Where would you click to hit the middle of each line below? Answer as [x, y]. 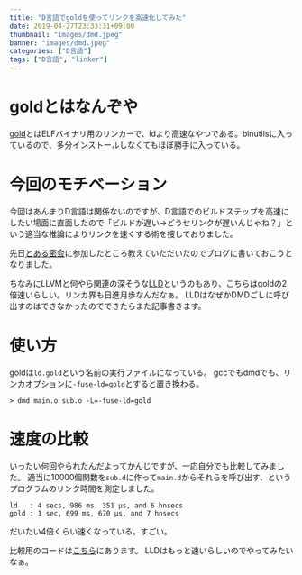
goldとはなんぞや [74, 107]
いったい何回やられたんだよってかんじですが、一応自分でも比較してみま [143, 466]
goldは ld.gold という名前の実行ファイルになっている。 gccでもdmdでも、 [146, 372]
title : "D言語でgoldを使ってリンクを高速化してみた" [98, 18]
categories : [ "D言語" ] [50, 51]
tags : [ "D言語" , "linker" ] [59, 59]
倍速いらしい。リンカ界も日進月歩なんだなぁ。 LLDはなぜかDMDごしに [142, 295]
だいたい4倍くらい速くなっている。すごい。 [91, 531]
